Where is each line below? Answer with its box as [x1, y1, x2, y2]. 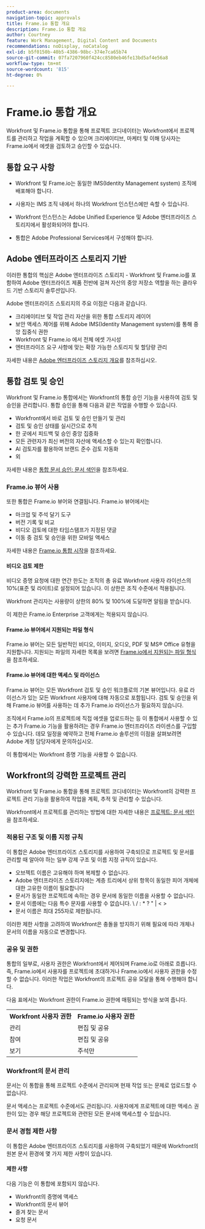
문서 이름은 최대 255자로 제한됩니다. [15, 907, 102, 915]
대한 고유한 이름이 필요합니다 [15, 884, 84, 891]
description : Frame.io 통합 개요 [6, 26, 87, 33]
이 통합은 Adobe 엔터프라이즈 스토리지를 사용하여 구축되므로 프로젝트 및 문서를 [6, 848, 195, 856]
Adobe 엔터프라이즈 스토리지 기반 [6, 254, 127, 264]
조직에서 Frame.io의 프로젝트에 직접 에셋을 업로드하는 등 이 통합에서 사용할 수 [6, 714, 192, 722]
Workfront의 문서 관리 [6, 1066, 70, 1075]
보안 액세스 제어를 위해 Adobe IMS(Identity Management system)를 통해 [15, 320, 193, 327]
